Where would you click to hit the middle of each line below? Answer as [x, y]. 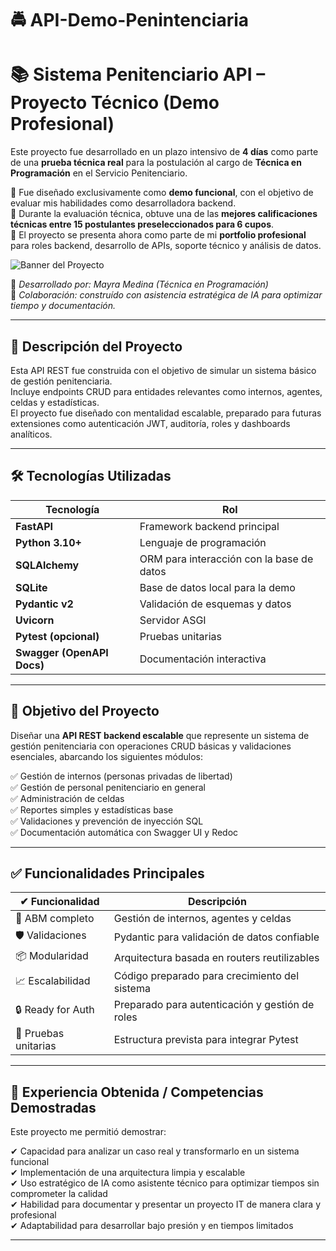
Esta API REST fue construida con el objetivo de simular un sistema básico [163, 370]
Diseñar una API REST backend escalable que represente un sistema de [160, 735]
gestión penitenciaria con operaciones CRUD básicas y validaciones [151, 746]
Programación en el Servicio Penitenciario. [99, 173]
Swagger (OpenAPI [62, 652]
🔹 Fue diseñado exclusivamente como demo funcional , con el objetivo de [162, 193]
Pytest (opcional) [57, 636]
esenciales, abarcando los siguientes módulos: [107, 756]
